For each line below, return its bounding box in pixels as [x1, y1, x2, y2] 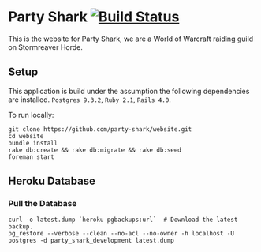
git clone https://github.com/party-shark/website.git [8, 125, 192, 134]
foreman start [8, 152, 55, 161]
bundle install [8, 139, 58, 147]
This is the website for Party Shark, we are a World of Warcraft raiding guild [8, 34, 254, 43]
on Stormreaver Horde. [8, 42, 83, 51]
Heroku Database [8, 175, 96, 188]
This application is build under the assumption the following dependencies [8, 86, 250, 96]
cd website [8, 132, 44, 140]
